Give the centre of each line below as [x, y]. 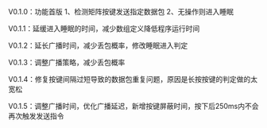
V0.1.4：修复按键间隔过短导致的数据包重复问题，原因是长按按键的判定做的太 [133, 79]
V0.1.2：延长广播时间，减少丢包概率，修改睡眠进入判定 [98, 45]
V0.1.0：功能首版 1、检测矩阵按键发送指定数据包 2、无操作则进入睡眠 [121, 12]
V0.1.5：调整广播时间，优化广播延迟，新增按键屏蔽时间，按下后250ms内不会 [133, 106]
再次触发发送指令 [36, 116]
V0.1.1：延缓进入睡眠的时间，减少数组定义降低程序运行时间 [104, 29]
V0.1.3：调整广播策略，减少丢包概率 [67, 62]
